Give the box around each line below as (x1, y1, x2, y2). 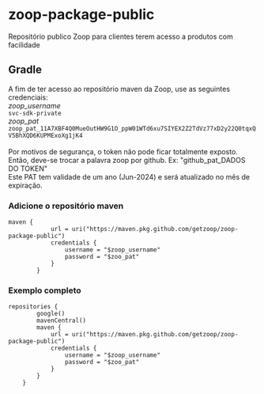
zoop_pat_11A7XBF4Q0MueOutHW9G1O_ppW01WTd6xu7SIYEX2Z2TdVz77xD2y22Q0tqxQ (8, 124, 257, 132)
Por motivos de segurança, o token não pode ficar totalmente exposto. (8, 146, 239, 156)
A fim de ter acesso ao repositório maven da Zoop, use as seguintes (8, 84, 231, 93)
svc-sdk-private (8, 109, 62, 117)
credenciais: (8, 93, 49, 102)
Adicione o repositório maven (8, 200, 124, 211)
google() (36, 310, 66, 318)
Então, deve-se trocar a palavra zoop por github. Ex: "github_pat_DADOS (8, 155, 246, 165)
